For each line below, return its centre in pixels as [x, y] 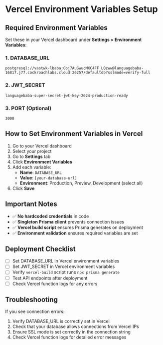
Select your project [32, 151]
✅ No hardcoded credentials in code [51, 216]
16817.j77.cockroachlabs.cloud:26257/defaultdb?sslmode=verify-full [78, 73]
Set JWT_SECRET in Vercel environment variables [64, 266]
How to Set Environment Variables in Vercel [74, 134]
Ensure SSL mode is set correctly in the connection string [72, 332]
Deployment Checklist [40, 249]
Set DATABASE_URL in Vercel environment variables [66, 261]
